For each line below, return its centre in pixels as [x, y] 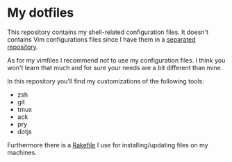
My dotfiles [41, 13]
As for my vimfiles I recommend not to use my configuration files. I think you [116, 60]
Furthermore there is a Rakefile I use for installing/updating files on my [108, 145]
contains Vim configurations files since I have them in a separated [101, 39]
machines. [22, 152]
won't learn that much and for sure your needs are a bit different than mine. [115, 67]
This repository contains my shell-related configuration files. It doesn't [108, 32]
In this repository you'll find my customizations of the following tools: [106, 81]
